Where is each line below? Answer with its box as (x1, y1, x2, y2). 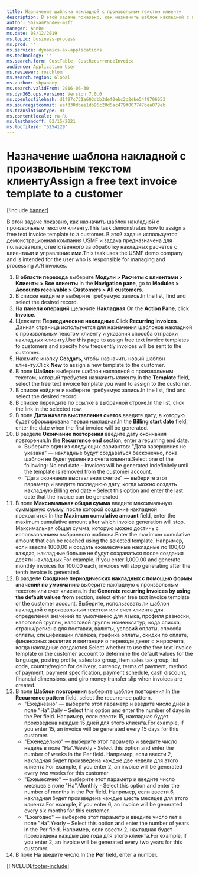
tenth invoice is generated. (15, 568, 80, 575)
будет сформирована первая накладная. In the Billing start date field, (15, 418, 188, 425)
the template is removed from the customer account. (24, 468, 152, 475)
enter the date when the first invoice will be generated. (15, 424, 149, 431)
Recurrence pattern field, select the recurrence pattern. (15, 694, 152, 701)
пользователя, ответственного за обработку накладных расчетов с (6, 243, 178, 250)
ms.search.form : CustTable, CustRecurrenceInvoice (6, 58, 134, 64)
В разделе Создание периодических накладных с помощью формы (15, 574, 193, 582)
